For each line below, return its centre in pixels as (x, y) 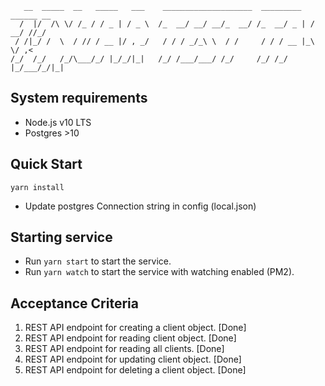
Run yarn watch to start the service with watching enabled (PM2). (159, 272)
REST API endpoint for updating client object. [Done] (133, 359)
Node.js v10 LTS (58, 122)
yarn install (37, 187)
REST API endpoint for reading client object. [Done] (130, 338)
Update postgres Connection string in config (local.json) (140, 206)
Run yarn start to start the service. (98, 261)
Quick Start (46, 164)
